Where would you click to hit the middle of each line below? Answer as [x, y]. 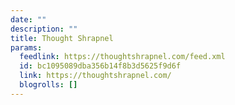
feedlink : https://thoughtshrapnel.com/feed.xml [122, 57]
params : [26, 47]
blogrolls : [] [48, 85]
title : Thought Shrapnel [62, 38]
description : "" [44, 29]
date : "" [28, 19]
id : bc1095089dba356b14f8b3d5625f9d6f [100, 66]
